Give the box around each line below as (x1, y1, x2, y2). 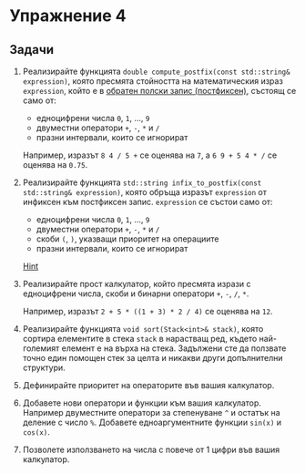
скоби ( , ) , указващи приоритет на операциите (36, 233, 220, 244)
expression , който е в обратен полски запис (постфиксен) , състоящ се (22, 86, 297, 96)
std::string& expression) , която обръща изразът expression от (22, 187, 267, 197)
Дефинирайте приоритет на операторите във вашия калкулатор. (22, 380, 275, 390)
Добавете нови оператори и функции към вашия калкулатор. (22, 397, 262, 408)
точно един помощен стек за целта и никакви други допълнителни (22, 353, 284, 363)
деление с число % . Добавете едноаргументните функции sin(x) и (22, 417, 282, 428)
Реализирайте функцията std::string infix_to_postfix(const (22, 177, 262, 188)
